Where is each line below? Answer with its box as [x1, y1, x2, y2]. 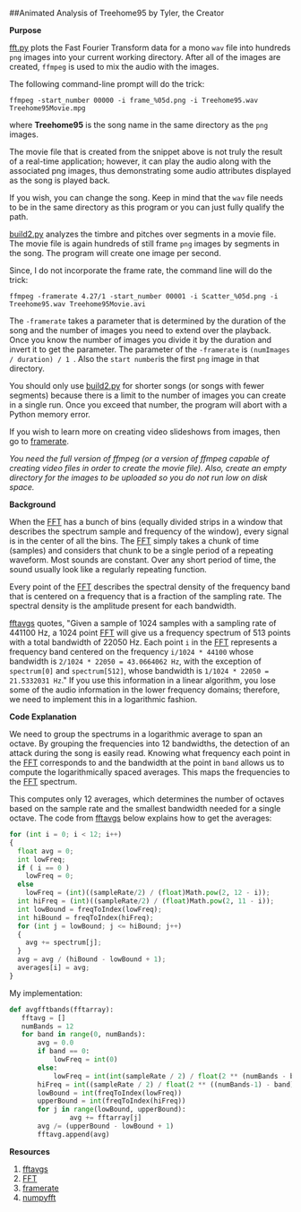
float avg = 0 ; [17, 847, 74, 855]
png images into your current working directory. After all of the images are [9, 52, 281, 62]
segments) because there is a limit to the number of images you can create [9, 390, 287, 400]
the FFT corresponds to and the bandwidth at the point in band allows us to [9, 757, 285, 768]
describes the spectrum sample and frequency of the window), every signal [9, 526, 289, 537]
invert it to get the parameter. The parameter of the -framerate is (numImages [9, 344, 290, 355]
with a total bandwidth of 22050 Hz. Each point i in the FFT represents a [9, 637, 278, 648]
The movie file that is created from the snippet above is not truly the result [9, 147, 283, 157]
